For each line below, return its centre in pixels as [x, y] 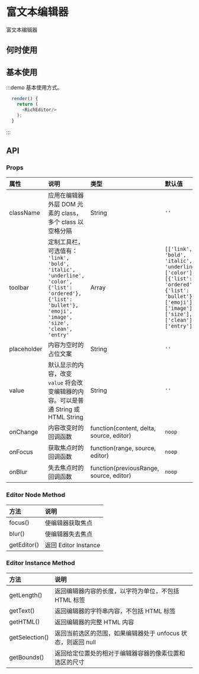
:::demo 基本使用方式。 [34, 88]
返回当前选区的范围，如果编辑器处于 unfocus [117, 633]
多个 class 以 [66, 222]
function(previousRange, [125, 468]
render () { [25, 99]
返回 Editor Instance [73, 545]
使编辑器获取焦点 [69, 523]
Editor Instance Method [41, 563]
